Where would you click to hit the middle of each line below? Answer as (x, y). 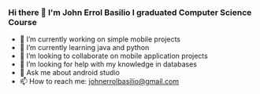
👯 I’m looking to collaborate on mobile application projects (114, 56)
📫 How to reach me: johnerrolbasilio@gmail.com (99, 81)
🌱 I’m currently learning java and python (84, 48)
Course (22, 22)
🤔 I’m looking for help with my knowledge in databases (108, 64)
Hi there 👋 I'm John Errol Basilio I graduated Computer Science (130, 13)
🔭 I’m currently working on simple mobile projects (100, 39)
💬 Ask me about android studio (70, 73)
